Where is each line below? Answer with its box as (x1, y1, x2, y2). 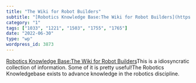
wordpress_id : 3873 (6, 42, 54, 48)
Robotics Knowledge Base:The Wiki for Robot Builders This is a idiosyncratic (6, 57, 190, 65)
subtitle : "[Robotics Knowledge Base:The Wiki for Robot (6, 14, 149, 20)
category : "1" (6, 19, 41, 25)
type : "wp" (6, 36, 33, 42)
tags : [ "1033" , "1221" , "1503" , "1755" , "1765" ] (6, 25, 128, 31)
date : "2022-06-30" (6, 31, 54, 36)
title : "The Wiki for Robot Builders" (6, 8, 101, 15)
